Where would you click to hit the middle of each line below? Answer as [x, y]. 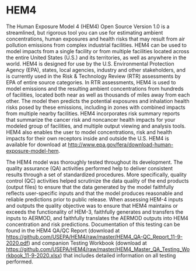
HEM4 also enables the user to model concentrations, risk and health [89, 132]
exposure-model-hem [32, 150]
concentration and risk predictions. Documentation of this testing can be [93, 224]
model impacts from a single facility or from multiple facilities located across [98, 51]
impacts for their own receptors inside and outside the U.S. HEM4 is [87, 138]
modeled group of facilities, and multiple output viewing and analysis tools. [96, 126]
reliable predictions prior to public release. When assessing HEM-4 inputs [95, 199]
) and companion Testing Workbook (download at [87, 243]
